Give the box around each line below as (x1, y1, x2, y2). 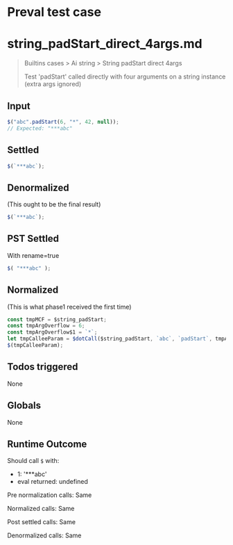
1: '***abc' (17, 470, 47, 478)
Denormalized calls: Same (7, 531, 82, 539)
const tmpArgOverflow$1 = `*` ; (7, 329, 98, 336)
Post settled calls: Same (7, 518, 76, 526)
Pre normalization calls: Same (7, 491, 92, 499)
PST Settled (7, 233, 60, 245)
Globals (7, 400, 42, 412)
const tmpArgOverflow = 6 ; (7, 323, 85, 330)
